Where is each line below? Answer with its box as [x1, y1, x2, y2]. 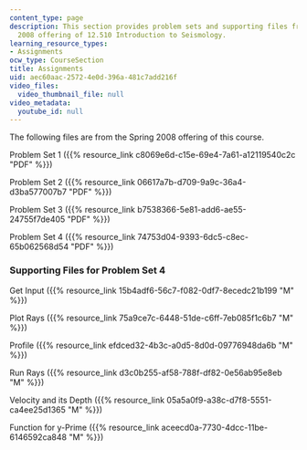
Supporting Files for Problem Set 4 [9, 264, 166, 277]
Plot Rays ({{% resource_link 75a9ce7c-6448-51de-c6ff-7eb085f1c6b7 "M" [9, 312, 294, 323]
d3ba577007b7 [9, 186, 67, 197]
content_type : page [9, 13, 84, 23]
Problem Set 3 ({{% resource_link [9, 204, 135, 215]
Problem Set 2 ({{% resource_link [9, 177, 135, 188]
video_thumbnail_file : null [17, 89, 125, 99]
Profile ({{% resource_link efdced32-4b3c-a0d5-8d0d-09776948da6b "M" [9, 340, 294, 351]
